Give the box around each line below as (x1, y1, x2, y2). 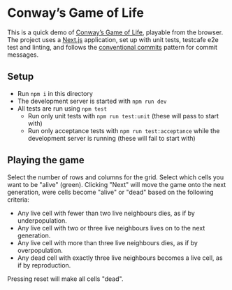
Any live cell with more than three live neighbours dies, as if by (17, 238, 198, 247)
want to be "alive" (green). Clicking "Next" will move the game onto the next (7, 180, 226, 188)
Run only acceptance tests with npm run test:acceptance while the (27, 126, 220, 134)
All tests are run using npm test (17, 104, 107, 113)
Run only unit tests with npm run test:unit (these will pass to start (27, 111, 219, 120)
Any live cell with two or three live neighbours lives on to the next (17, 223, 205, 232)
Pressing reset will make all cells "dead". (7, 275, 124, 283)
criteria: (7, 195, 30, 204)
